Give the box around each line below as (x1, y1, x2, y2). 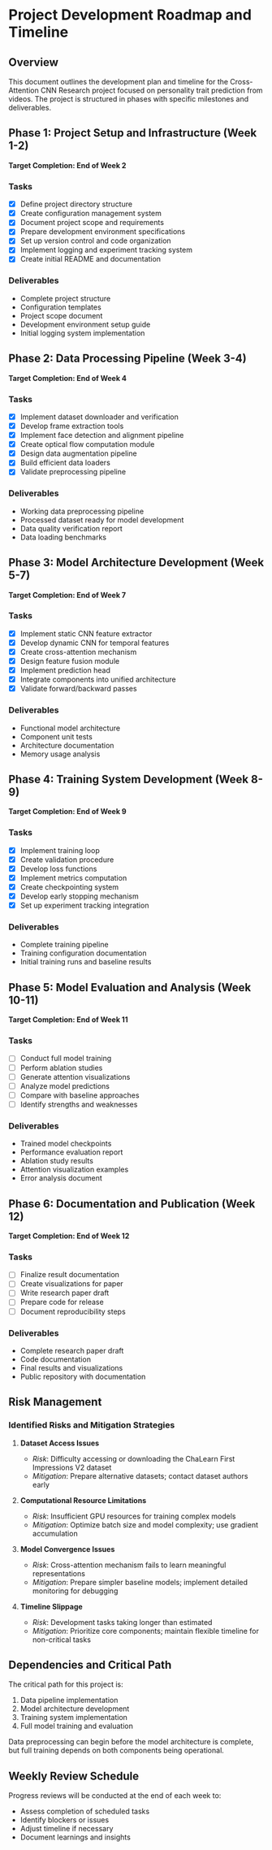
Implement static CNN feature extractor (19, 628, 153, 639)
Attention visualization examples (19, 1164, 129, 1175)
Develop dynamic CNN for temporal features (19, 638, 170, 648)
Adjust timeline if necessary (19, 1824, 114, 1834)
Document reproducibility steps (19, 1306, 126, 1316)
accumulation (32, 1528, 79, 1538)
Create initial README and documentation (19, 254, 161, 264)
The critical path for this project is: (8, 1679, 123, 1689)
